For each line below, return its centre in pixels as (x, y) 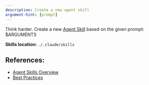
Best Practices (28, 78)
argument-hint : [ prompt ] (31, 15)
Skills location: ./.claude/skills (40, 44)
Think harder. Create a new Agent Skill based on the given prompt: (75, 29)
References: (25, 60)
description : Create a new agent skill (47, 10)
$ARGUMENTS (21, 34)
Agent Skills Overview (35, 72)
